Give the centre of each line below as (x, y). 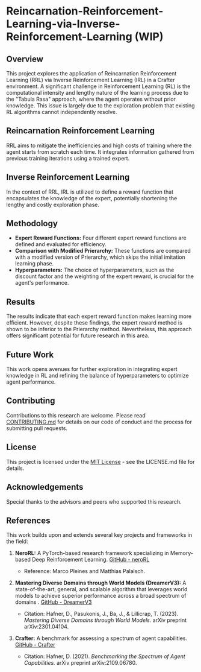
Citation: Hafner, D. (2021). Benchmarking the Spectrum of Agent (104, 656)
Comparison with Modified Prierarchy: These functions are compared (103, 251)
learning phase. (34, 264)
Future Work (30, 354)
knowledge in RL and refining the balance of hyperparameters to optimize (97, 376)
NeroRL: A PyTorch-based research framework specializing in (92, 553)
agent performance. (31, 382)
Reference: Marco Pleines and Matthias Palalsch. (85, 571)
